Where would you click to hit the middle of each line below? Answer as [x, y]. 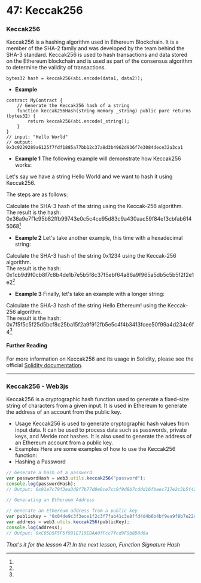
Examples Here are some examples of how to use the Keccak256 [95, 448]
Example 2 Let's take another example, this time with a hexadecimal [99, 238]
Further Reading [27, 346]
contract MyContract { [34, 100]
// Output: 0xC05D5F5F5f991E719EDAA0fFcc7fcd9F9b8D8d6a [77, 533]
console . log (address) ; [34, 527]
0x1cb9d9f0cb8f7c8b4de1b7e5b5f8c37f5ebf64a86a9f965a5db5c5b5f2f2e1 [100, 275]
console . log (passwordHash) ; [41, 484]
